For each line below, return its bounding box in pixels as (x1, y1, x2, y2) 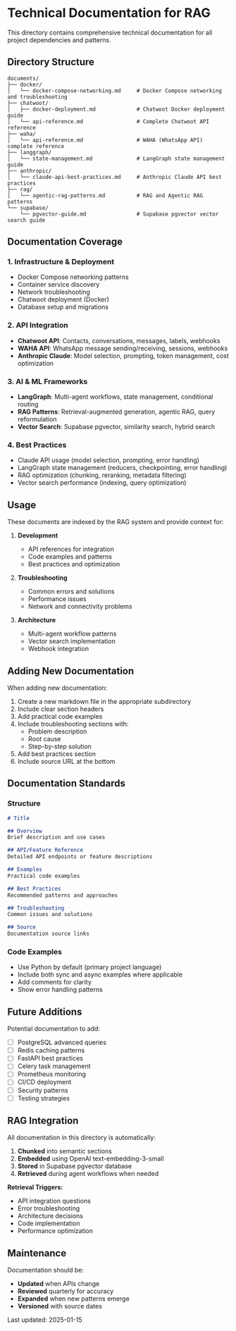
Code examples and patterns (27, 552, 113, 561)
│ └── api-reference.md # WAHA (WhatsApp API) (7, 136, 203, 144)
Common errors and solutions (27, 587, 115, 596)
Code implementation (17, 1219, 80, 1227)
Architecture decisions (17, 1212, 83, 1220)
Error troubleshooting (17, 1204, 80, 1213)
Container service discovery (17, 280, 100, 289)
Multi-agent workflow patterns (27, 629, 117, 638)
